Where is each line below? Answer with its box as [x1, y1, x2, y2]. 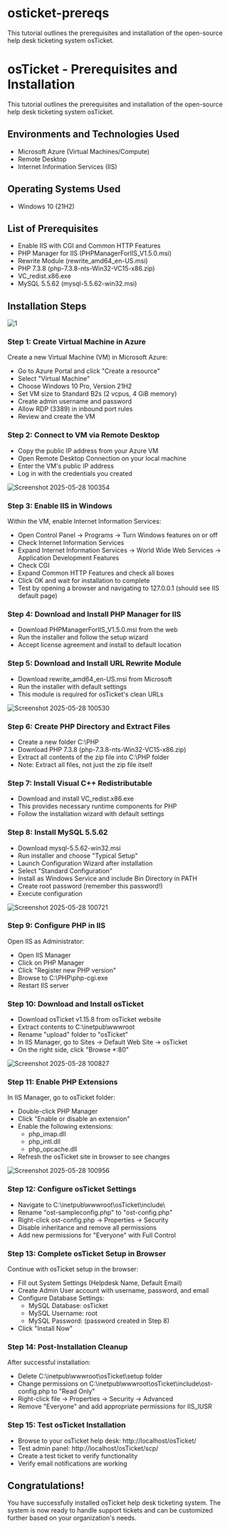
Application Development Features [17, 554, 120, 562]
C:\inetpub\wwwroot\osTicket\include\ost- [88, 1379, 214, 1388]
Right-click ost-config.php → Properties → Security [17, 1215, 169, 1224]
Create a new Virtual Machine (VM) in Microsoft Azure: [7, 353, 168, 362]
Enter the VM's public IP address [17, 462, 114, 470]
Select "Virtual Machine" [17, 375, 90, 383]
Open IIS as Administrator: [7, 937, 85, 945]
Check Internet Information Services [17, 539, 125, 547]
